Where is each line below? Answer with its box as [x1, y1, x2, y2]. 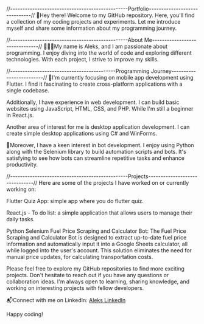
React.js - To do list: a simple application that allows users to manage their [6, 209, 193, 216]
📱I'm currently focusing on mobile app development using [48, 74, 194, 81]
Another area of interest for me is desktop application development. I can [6, 123, 190, 130]
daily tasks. [6, 216, 35, 222]
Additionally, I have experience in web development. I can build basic [6, 98, 180, 106]
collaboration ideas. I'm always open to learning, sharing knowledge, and [6, 278, 190, 285]
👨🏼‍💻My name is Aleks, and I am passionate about [43, 43, 168, 50]
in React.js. [6, 112, 34, 119]
